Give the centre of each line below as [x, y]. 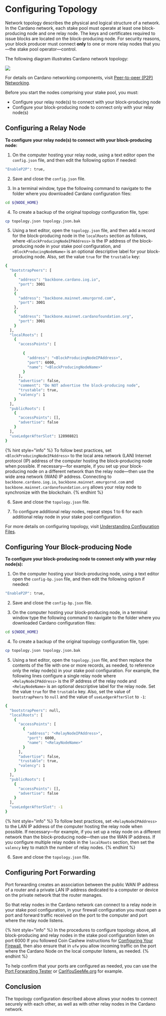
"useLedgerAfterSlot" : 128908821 [44, 436]
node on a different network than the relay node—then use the [90, 471]
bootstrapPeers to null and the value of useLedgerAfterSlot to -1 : [79, 697]
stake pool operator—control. [47, 49]
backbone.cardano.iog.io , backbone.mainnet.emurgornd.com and [70, 482]
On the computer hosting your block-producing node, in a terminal [80, 613]
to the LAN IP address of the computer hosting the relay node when [74, 826]
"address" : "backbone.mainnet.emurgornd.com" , [67, 298]
